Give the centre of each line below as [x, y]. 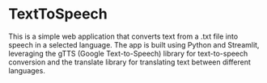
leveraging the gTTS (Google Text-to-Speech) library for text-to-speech [128, 53]
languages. [27, 70]
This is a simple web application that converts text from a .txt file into [123, 36]
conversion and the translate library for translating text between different [129, 62]
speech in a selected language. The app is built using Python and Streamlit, [134, 44]
